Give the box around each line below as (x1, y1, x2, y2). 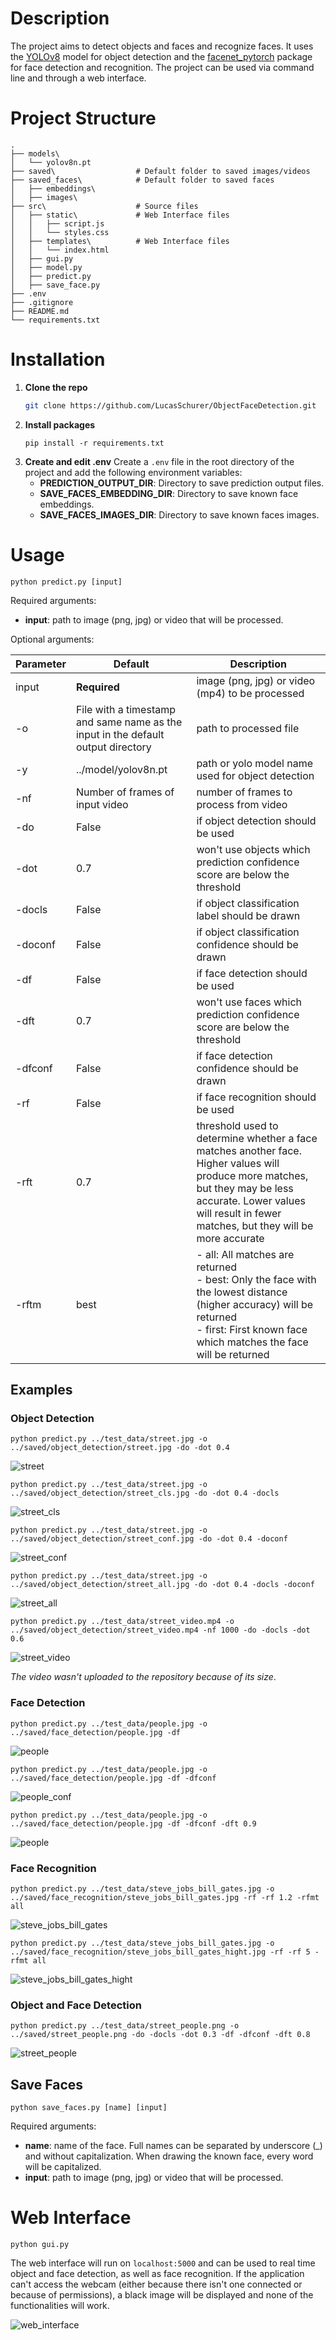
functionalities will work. (10, 2299, 110, 2311)
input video (75, 797, 129, 811)
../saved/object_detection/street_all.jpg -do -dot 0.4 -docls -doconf (10, 1580, 315, 1590)
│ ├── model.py (10, 262, 83, 272)
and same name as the (75, 715, 183, 729)
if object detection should (196, 813, 317, 827)
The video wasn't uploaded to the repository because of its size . (10, 1671, 277, 1683)
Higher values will (196, 1156, 280, 1170)
